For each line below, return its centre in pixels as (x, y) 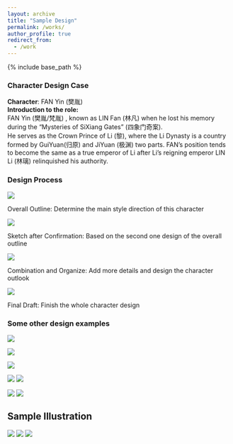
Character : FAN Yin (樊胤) (45, 102)
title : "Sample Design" (42, 21)
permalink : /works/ (36, 27)
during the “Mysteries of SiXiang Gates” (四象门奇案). (85, 127)
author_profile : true (39, 34)
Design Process (35, 180)
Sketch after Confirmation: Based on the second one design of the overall (114, 235)
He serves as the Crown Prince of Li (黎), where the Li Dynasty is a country (117, 136)
